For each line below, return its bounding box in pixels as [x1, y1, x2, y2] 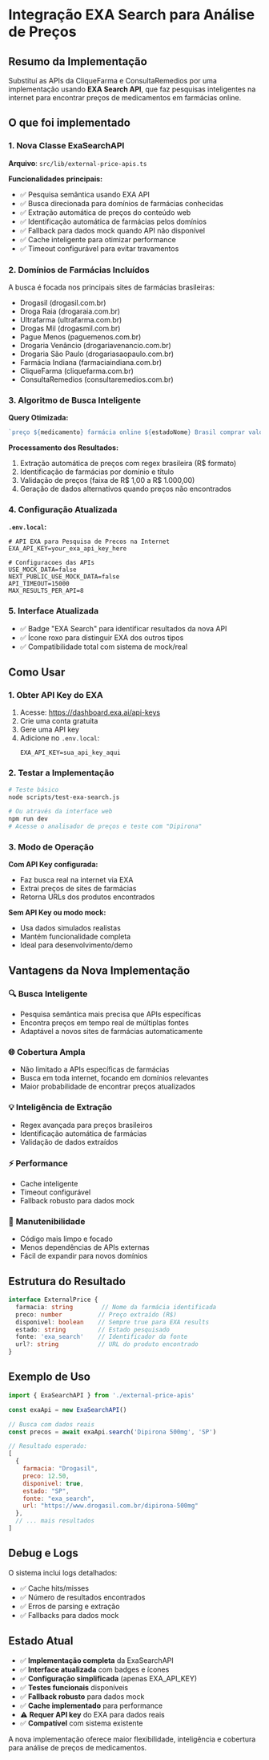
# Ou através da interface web [8, 808, 113, 816]
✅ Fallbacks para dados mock [19, 1610, 119, 1620]
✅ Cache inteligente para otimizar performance [19, 234, 176, 244]
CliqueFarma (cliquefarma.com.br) [19, 366, 134, 375]
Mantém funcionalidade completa [19, 932, 131, 942]
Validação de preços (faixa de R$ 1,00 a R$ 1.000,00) [19, 476, 195, 485]
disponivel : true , [22, 1479, 84, 1487]
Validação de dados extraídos [19, 1137, 118, 1146]
